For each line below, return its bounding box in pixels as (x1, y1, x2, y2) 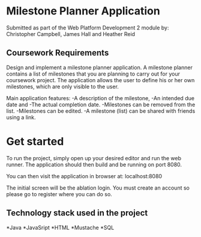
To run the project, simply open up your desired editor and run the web (6, 154, 182, 161)
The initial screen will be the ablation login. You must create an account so (6, 184, 190, 191)
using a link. (6, 113, 36, 121)
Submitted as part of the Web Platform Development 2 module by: (6, 24, 169, 31)
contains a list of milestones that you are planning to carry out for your (6, 70, 181, 77)
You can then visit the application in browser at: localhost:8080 (6, 172, 163, 179)
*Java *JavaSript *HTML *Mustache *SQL (6, 224, 115, 231)
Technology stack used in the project (6, 208, 148, 218)
